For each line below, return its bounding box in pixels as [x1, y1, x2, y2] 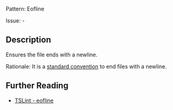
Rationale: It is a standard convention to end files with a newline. [5, 62, 167, 70]
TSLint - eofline [14, 97, 54, 104]
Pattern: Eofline [5, 5, 44, 12]
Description [5, 35, 51, 45]
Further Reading [5, 81, 69, 91]
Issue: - [5, 17, 25, 24]
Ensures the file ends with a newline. [5, 51, 98, 58]
